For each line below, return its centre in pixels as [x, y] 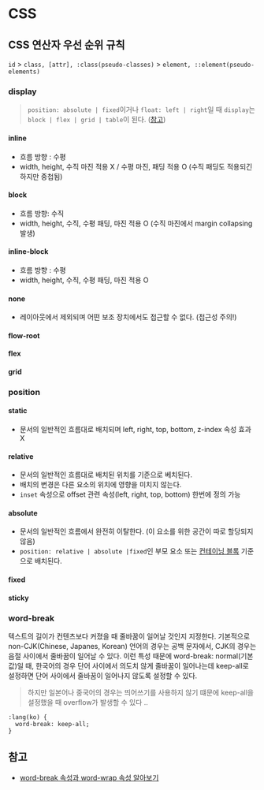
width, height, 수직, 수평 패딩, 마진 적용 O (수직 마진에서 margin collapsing [136, 223]
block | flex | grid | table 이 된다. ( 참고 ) [97, 120]
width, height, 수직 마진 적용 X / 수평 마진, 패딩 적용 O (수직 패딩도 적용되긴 [136, 166]
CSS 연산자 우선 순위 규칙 [67, 45]
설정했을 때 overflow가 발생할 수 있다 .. [87, 702]
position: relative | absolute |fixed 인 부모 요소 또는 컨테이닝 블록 [129, 551]
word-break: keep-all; [52, 724]
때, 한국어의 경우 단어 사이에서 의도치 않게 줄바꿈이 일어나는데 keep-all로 [137, 665]
